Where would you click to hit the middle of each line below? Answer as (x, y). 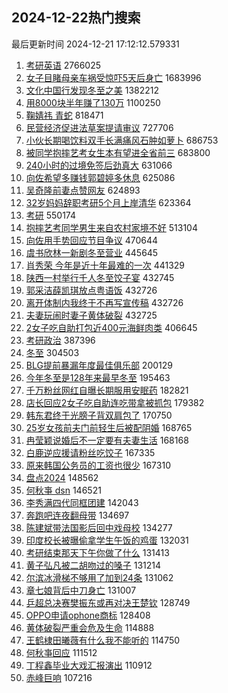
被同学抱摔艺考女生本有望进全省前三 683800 (118, 152)
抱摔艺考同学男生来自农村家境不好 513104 (111, 227)
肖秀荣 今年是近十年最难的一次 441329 (105, 265)
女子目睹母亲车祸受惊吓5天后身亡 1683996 (113, 77)
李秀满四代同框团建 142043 (82, 502)
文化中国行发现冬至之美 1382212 (92, 90)
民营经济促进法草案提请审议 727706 (99, 127)
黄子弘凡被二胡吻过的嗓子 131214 (93, 565)
